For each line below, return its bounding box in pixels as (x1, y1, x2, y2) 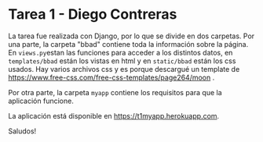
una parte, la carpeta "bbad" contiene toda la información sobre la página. (8, 39, 249, 48)
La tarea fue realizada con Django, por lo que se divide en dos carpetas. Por (8, 31, 255, 41)
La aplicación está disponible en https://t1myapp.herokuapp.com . (8, 111, 220, 120)
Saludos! (8, 126, 37, 136)
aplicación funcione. (8, 96, 75, 105)
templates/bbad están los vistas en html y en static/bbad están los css (8, 56, 236, 66)
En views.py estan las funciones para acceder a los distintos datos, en (8, 48, 233, 57)
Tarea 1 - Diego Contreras (8, 5, 177, 23)
